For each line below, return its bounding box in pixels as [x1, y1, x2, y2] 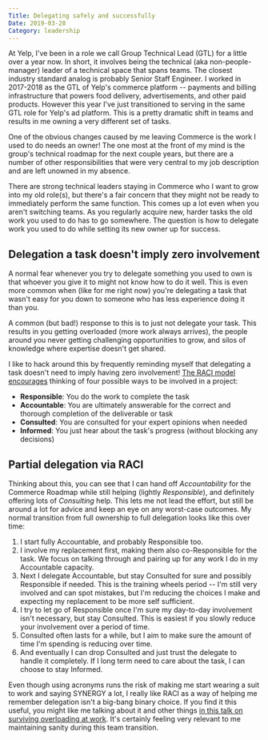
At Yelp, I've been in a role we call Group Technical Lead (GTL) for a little [8, 49, 247, 58]
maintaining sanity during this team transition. [8, 722, 158, 732]
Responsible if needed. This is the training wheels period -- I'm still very [19, 580, 258, 589]
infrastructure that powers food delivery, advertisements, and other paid [8, 91, 246, 101]
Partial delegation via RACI [8, 457, 144, 471]
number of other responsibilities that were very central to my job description [8, 158, 260, 167]
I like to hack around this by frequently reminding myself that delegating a [8, 360, 251, 369]
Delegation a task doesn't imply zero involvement [8, 247, 260, 261]
